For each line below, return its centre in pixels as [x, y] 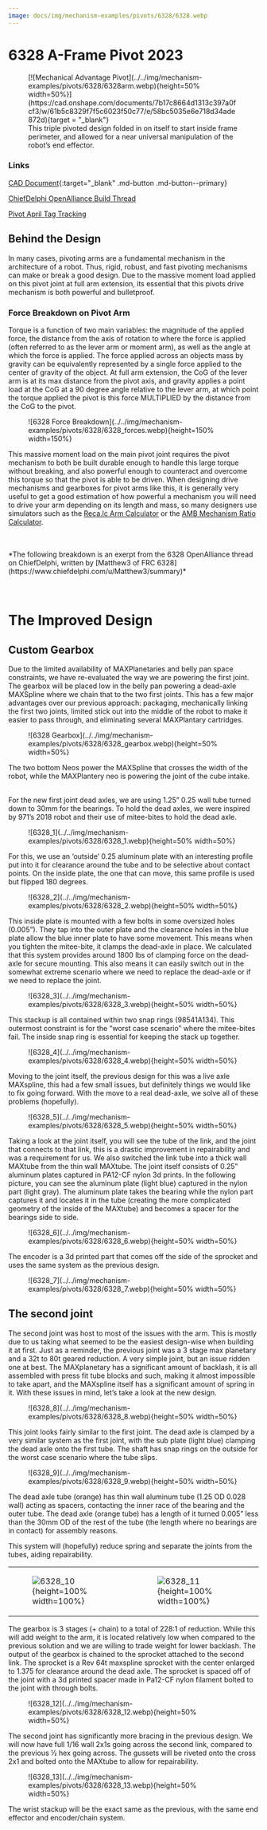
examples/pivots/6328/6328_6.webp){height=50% [111, 1241]
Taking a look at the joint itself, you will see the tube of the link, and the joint [132, 1140]
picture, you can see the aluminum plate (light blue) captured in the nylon [128, 1183]
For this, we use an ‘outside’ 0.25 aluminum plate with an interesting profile [131, 856]
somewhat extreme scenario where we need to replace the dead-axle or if [130, 972]
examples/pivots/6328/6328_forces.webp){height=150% [121, 430]
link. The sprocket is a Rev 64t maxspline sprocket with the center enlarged [132, 1663]
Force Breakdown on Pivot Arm [69, 313]
